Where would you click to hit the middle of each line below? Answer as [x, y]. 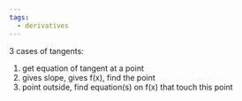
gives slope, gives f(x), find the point [89, 77]
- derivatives [43, 26]
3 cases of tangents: [46, 50]
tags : [19, 17]
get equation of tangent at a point [83, 68]
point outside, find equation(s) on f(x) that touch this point [127, 87]
